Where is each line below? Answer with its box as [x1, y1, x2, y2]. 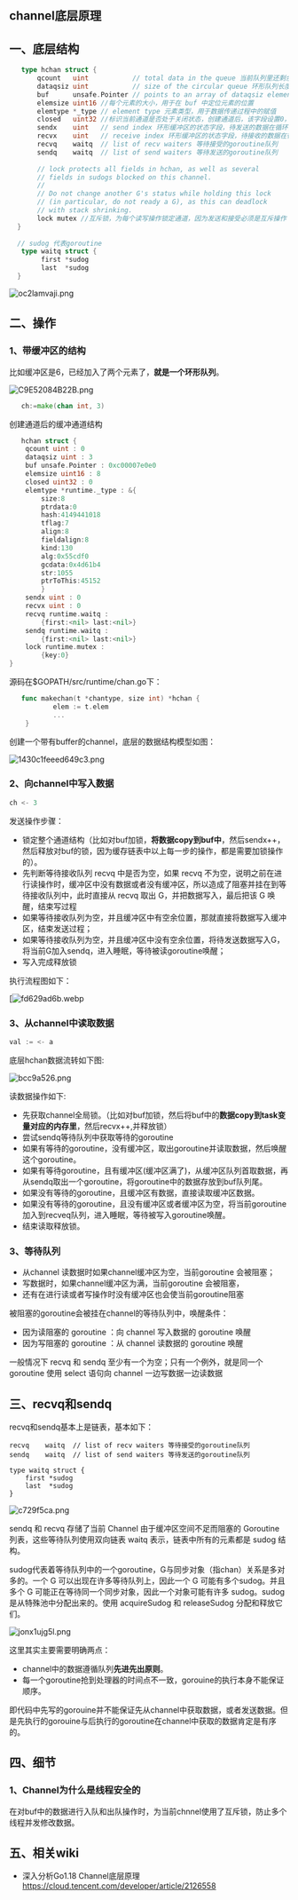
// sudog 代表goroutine [17, 239, 102, 248]
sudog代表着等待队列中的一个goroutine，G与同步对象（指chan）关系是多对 [9, 1564, 286, 1574]
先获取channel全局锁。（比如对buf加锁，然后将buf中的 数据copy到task [21, 1109, 278, 1120]
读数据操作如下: [9, 1090, 67, 1101]
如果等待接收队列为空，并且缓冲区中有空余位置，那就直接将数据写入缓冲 [21, 912, 286, 922]
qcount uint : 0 [25, 445, 86, 454]
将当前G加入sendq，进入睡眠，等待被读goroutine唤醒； [21, 945, 226, 956]
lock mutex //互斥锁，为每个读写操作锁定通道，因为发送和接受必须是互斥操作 [36, 214, 286, 223]
